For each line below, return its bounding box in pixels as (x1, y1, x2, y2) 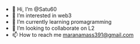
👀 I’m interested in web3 (11, 12, 72, 19)
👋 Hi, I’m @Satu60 (11, 6, 57, 12)
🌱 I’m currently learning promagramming (11, 18, 112, 25)
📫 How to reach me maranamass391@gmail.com (11, 32, 134, 38)
